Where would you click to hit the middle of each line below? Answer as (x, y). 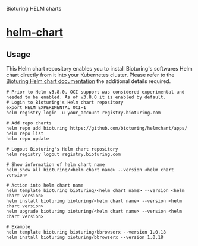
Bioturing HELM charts (34, 9)
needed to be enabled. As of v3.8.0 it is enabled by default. (86, 97)
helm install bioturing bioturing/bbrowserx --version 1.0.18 (85, 237)
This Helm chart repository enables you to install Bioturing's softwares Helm (99, 68)
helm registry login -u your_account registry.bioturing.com (84, 113)
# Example (18, 227)
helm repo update (28, 139)
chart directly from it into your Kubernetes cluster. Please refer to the (90, 75)
